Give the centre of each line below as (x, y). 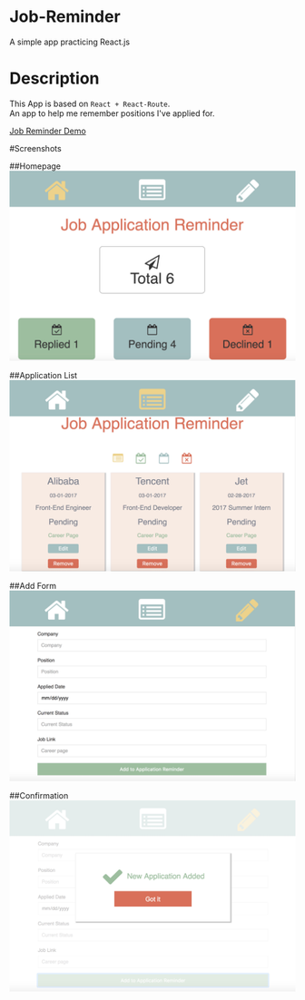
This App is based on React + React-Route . (90, 103)
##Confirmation (39, 796)
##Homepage (35, 166)
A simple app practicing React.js (69, 42)
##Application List (44, 375)
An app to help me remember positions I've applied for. (112, 113)
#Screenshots (35, 148)
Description (54, 78)
